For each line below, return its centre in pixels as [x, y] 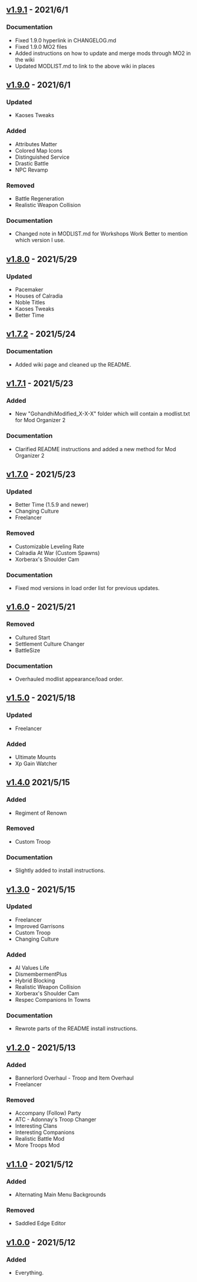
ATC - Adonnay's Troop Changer [55, 1120]
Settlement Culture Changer [50, 644]
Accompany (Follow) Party [48, 1113]
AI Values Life [32, 968]
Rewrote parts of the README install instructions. [76, 1028]
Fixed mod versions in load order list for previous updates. [87, 588]
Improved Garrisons [39, 926]
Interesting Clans [36, 1126]
